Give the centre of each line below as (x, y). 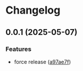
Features (19, 49)
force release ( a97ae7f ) (42, 62)
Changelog (33, 10)
